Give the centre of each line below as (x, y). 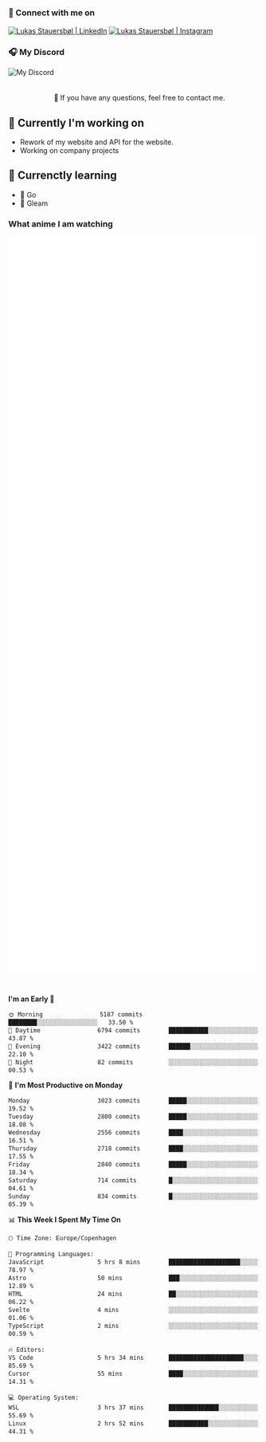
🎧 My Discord (37, 52)
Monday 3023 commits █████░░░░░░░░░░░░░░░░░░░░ (133, 1100)
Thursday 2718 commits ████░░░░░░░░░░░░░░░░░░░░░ (133, 1148)
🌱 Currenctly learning (63, 176)
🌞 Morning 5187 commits (76, 1014)
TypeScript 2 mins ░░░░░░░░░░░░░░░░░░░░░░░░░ (133, 1326)
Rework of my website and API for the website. (96, 142)
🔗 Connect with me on (52, 13)
